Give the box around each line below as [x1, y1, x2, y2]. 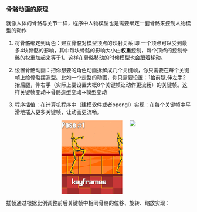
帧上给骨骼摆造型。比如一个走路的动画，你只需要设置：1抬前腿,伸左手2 [14, 74, 186, 81]
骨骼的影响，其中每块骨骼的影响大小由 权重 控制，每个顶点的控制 [28, 47, 183, 54]
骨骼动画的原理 [6, 5, 49, 13]
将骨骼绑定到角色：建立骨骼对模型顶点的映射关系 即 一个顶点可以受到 [14, 39, 182, 46]
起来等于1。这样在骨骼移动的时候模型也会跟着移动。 [40, 54, 166, 61]
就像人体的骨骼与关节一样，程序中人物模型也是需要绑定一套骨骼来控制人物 [6, 19, 186, 27]
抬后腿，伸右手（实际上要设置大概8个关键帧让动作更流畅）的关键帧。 [14, 81, 183, 89]
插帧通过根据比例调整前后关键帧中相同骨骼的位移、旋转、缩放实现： [6, 200, 171, 207]
